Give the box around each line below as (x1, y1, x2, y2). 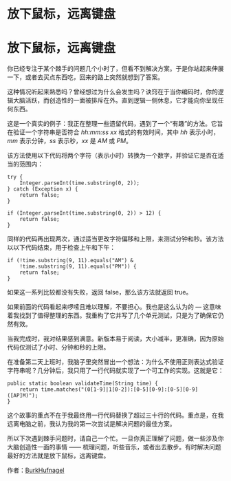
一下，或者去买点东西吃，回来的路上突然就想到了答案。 (7, 73, 164, 81)
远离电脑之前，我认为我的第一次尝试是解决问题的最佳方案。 (7, 420, 176, 428)
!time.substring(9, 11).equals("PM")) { (19, 263, 137, 270)
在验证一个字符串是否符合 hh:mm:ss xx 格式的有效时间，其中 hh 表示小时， (7, 128, 220, 136)
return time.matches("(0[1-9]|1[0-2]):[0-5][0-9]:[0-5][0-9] (19, 386, 198, 393)
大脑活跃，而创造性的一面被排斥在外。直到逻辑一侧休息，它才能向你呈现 (12, 96, 218, 105)
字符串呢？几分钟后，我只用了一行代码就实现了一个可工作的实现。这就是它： (7, 366, 224, 375)
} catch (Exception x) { (7, 186, 78, 193)
